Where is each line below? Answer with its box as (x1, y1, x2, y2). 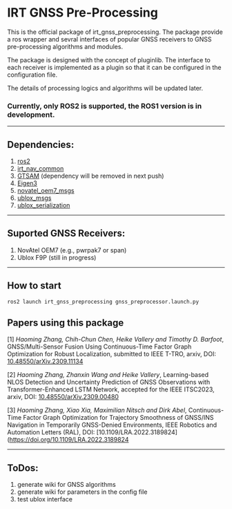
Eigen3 (17, 179, 38, 187)
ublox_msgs (17, 194, 52, 202)
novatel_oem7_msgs (17, 187, 75, 195)
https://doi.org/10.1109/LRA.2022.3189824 (9, 436, 129, 444)
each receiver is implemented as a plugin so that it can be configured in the (7, 63, 222, 71)
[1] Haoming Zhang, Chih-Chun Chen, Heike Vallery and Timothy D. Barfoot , (7, 335, 224, 344)
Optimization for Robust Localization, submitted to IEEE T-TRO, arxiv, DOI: (7, 350, 216, 358)
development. (7, 109, 55, 119)
